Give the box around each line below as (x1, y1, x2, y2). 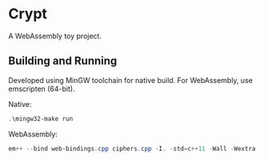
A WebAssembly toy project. (8, 31, 102, 41)
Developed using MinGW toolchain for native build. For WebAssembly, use (8, 75, 254, 84)
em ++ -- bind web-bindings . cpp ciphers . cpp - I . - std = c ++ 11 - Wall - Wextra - (8, 144, 263, 152)
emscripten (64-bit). (8, 84, 75, 93)
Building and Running (8, 54, 118, 68)
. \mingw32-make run (8, 115, 74, 123)
